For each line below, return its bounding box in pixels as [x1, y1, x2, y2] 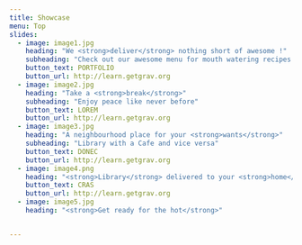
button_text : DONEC [25, 147, 99, 156]
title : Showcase [9, 13, 70, 23]
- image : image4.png [17, 164, 94, 173]
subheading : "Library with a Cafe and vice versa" [25, 139, 219, 148]
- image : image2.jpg [17, 80, 94, 89]
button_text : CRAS [25, 181, 94, 190]
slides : [9, 30, 39, 39]
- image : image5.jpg [17, 197, 94, 207]
